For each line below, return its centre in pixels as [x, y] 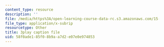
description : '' [21, 14]
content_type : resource [29, 10]
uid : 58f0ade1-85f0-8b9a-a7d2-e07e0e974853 [50, 37]
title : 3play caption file [32, 32]
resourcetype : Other [26, 28]
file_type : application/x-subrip [39, 23]
